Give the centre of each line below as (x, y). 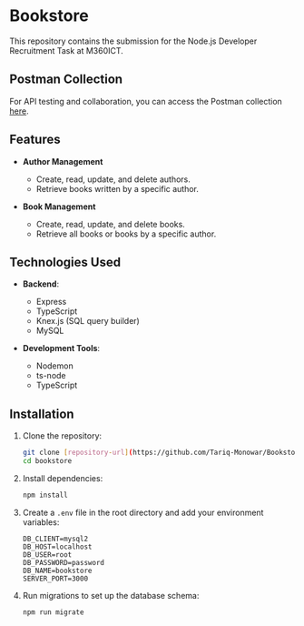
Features (35, 140)
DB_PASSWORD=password (63, 562)
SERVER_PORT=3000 (55, 579)
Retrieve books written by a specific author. (118, 188)
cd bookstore (47, 461)
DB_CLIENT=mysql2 (55, 539)
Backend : (41, 284)
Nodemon (55, 366)
